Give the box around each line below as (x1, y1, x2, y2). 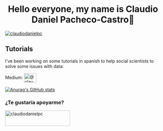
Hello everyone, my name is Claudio (8, 3, 158, 15)
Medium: (5, 74, 23, 80)
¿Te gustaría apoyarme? (5, 99, 64, 106)
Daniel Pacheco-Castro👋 (31, 14, 135, 25)
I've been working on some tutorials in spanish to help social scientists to (5, 58, 154, 64)
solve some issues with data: (5, 63, 64, 69)
